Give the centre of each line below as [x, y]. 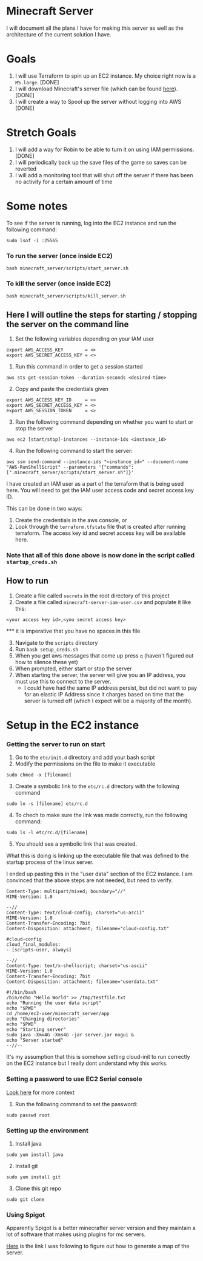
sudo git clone [25, 1199]
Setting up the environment [48, 1130]
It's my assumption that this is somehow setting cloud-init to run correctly [98, 1057]
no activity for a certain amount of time [64, 182]
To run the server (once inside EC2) [60, 256]
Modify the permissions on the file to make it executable [85, 764]
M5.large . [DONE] [37, 82]
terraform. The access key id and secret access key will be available [100, 533]
